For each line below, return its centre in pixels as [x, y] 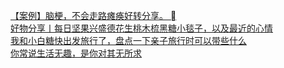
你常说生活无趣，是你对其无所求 [76, 53]
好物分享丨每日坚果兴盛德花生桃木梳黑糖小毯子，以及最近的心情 [141, 28]
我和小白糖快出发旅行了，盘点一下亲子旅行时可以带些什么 [128, 40]
